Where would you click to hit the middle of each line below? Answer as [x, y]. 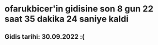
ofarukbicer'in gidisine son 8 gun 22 [79, 9]
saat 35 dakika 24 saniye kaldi [67, 19]
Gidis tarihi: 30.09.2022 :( [45, 37]
